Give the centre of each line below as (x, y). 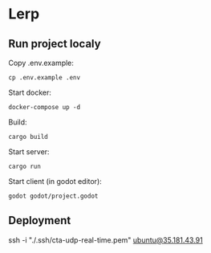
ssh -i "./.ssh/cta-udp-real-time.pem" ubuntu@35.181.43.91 (105, 240)
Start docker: (30, 92)
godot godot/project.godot (53, 196)
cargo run (25, 166)
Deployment (40, 220)
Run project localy (55, 44)
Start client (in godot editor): (55, 181)
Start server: (29, 152)
